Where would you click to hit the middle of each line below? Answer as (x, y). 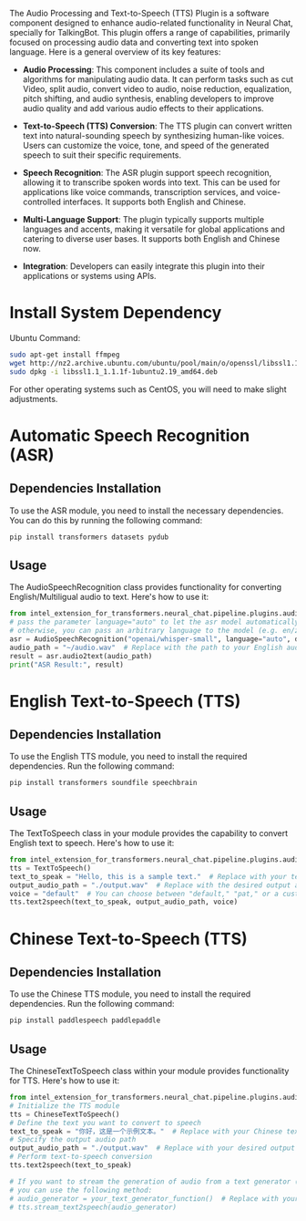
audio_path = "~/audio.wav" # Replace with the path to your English (146, 647)
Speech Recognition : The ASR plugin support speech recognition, (147, 173)
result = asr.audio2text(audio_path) (81, 656)
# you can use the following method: (81, 1190)
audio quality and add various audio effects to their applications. (143, 108)
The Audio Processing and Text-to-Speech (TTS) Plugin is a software (139, 13)
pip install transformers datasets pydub (89, 537)
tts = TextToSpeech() (51, 868)
